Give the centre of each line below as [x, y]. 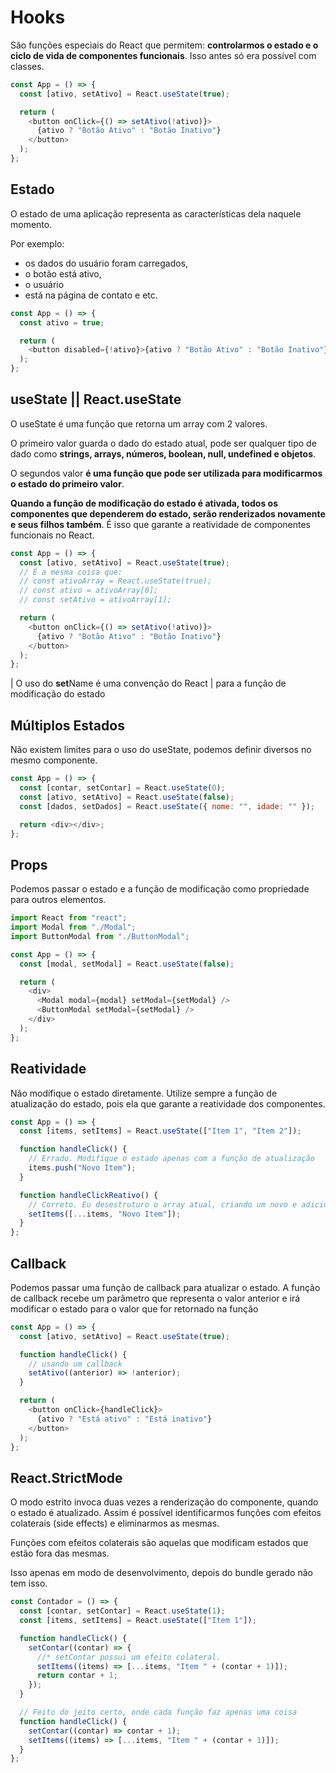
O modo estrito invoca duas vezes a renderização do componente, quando [164, 1502]
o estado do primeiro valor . [67, 483]
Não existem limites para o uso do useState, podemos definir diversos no [161, 750]
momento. [31, 224]
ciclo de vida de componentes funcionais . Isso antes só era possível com [163, 55]
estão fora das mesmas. [60, 1553]
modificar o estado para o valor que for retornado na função [134, 1308]
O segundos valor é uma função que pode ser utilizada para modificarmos [166, 473]
